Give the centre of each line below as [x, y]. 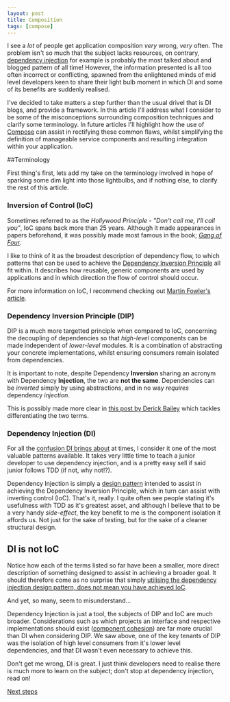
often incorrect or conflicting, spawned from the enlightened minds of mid [112, 75]
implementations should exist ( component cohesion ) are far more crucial [110, 629]
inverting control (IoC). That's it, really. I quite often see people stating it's [111, 498]
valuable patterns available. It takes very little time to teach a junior [101, 456]
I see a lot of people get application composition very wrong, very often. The [115, 46]
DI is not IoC [33, 549]
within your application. [40, 147]
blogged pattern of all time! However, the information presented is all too [110, 68]
